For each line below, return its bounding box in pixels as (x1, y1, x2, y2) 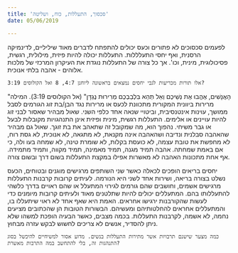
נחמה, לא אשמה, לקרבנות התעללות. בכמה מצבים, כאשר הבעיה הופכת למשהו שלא (7, 211, 229, 220)
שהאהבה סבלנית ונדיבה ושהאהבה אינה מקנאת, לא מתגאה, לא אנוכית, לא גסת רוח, (7, 129, 229, 139)
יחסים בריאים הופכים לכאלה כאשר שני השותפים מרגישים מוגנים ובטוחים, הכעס (7, 166, 218, 175)
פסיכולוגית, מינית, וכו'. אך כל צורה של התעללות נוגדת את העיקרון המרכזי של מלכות (7, 58, 229, 66)
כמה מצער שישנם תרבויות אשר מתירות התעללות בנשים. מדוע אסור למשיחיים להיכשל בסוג (7, 232, 219, 240)
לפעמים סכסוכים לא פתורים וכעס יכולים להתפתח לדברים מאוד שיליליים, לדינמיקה (7, 43, 225, 51)
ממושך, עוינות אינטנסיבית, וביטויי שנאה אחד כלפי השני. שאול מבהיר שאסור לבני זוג (7, 107, 228, 116)
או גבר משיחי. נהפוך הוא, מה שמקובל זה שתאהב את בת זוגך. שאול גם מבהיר (7, 122, 212, 131)
